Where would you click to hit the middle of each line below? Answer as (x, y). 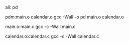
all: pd (12, 7)
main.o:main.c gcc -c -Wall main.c (41, 26)
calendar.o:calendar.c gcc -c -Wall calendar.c (52, 36)
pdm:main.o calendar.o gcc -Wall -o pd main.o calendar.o (64, 17)
